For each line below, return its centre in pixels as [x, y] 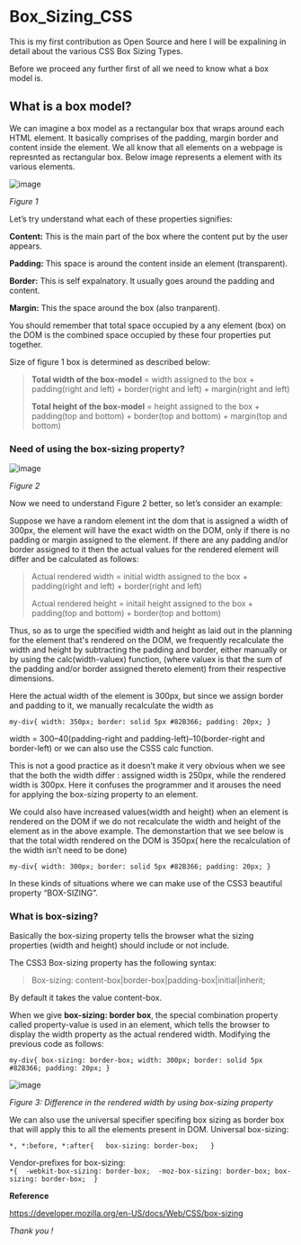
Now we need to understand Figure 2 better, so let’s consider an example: [146, 504]
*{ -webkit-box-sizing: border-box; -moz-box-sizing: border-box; [140, 1172]
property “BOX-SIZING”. [54, 893]
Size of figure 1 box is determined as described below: [110, 361]
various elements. [42, 166]
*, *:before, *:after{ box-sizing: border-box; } [112, 1146]
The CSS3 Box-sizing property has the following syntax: [113, 963]
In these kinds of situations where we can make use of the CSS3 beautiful [146, 884]
